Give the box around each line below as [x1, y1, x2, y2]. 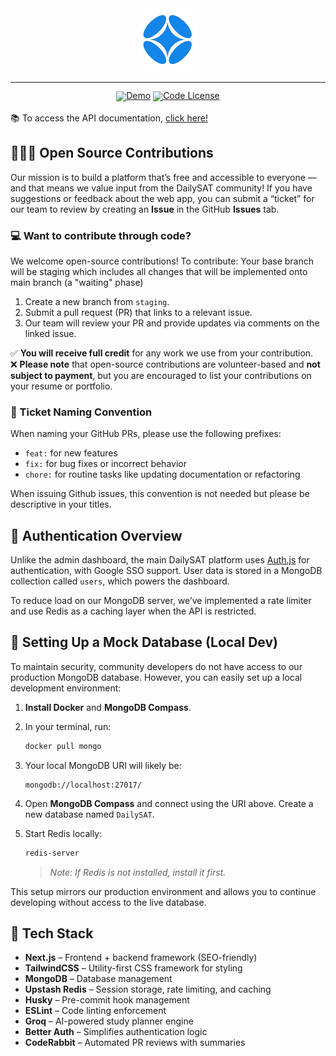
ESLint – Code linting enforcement [24, 1005, 167, 1017]
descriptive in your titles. [10, 498, 112, 511]
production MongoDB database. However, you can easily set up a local [10, 671, 303, 683]
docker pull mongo [24, 741, 102, 751]
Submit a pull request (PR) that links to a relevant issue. [24, 306, 253, 318]
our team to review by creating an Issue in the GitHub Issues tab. [10, 203, 280, 215]
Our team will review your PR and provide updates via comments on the [24, 317, 320, 329]
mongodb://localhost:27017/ [24, 780, 142, 790]
